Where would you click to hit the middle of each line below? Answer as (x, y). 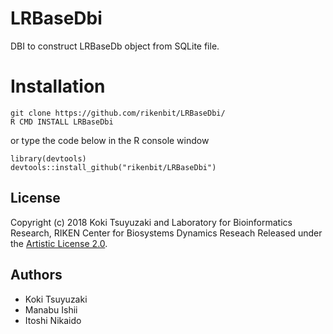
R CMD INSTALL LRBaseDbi (62, 122)
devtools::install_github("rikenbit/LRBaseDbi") (113, 167)
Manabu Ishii (51, 309)
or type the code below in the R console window (110, 140)
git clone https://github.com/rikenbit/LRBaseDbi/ (118, 113)
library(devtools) (48, 158)
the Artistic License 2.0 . (59, 243)
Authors (36, 275)
